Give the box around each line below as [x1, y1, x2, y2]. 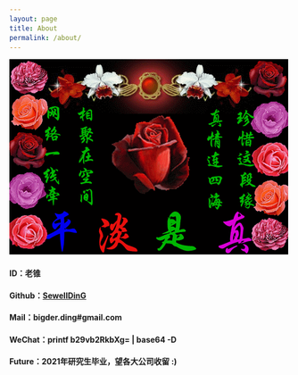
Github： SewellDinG [9, 290, 87, 301]
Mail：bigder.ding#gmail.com [9, 312, 122, 323]
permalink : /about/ [9, 33, 82, 42]
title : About [9, 23, 58, 33]
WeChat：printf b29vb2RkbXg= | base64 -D [9, 334, 177, 345]
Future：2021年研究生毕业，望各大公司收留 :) [9, 356, 178, 367]
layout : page [9, 14, 58, 23]
